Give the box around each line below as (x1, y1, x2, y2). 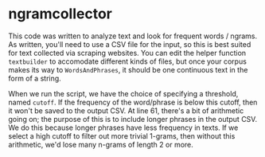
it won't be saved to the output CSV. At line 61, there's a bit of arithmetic (8, 105, 244, 116)
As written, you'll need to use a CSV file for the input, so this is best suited (8, 39, 251, 49)
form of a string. (8, 73, 61, 83)
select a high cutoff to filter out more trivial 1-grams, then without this (8, 131, 236, 140)
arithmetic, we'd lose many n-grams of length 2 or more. (8, 139, 193, 149)
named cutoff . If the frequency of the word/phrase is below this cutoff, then (8, 97, 258, 107)
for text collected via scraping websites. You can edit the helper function (8, 48, 247, 57)
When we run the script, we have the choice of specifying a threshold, (8, 88, 239, 98)
